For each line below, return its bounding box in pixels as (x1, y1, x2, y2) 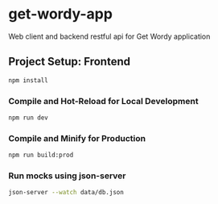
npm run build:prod (8, 151, 74, 160)
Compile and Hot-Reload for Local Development (8, 95, 199, 106)
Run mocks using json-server (8, 170, 126, 181)
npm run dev (8, 114, 48, 122)
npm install (8, 76, 48, 85)
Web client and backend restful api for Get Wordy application (8, 31, 211, 41)
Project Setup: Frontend (8, 55, 131, 69)
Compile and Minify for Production (8, 132, 146, 144)
